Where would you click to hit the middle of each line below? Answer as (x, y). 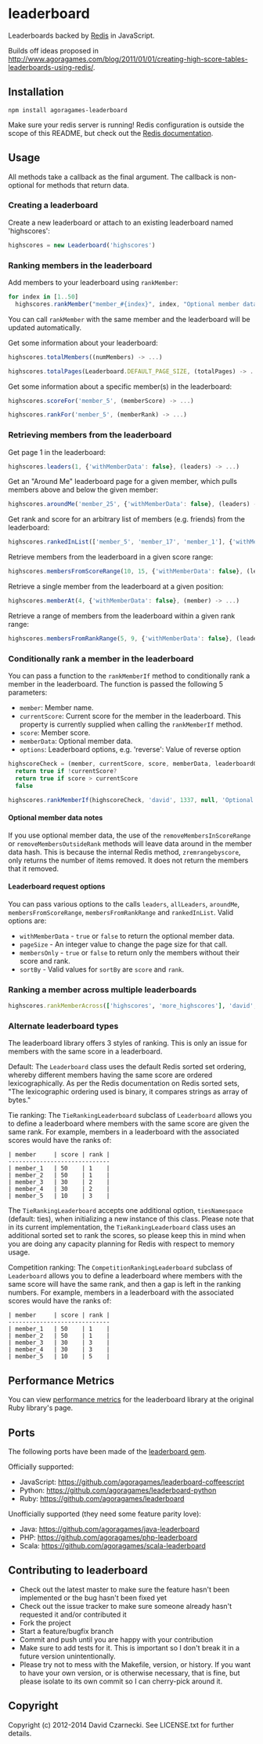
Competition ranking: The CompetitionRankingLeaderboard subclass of (121, 1268)
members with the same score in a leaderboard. (85, 1052)
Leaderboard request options (57, 887)
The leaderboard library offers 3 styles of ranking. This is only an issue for (128, 1043)
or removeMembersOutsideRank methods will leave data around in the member (130, 843)
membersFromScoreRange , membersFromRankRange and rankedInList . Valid (121, 912)
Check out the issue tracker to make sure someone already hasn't (126, 1606)
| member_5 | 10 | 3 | (59, 1196)
